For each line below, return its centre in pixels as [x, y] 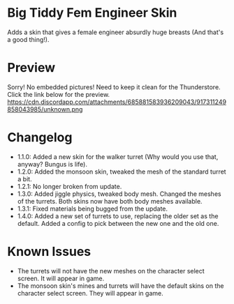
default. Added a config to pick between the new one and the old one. [118, 223]
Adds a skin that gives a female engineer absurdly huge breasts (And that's [116, 32]
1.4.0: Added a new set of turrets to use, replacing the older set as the [118, 216]
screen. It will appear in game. [61, 278]
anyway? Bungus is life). [52, 164]
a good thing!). [28, 39]
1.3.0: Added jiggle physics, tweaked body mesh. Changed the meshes [119, 194]
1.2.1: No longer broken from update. [70, 186]
